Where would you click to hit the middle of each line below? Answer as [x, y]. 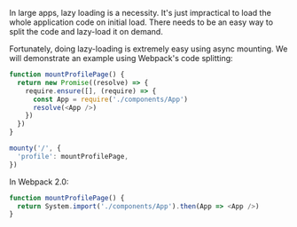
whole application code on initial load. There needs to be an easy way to [141, 22]
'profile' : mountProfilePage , [73, 156]
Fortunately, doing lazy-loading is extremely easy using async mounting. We [148, 49]
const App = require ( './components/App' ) [110, 99]
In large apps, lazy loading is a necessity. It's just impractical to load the [141, 13]
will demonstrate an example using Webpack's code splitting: [121, 58]
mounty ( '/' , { [35, 148]
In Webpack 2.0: [39, 182]
